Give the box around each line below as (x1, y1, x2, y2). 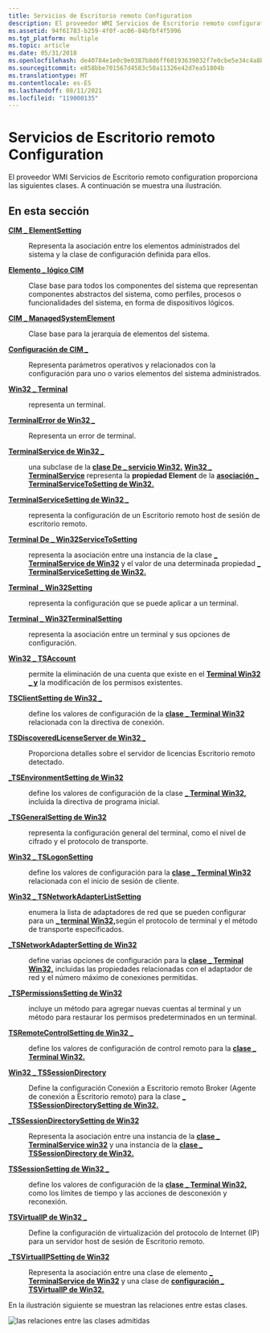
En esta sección (8, 204, 90, 218)
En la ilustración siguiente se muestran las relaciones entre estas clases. (8, 1300, 247, 1310)
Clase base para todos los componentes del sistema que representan (28, 281, 259, 290)
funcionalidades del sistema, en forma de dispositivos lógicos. (28, 298, 235, 307)
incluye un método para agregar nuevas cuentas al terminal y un (28, 1004, 242, 1013)
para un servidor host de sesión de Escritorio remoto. (28, 1237, 205, 1246)
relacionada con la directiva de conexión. (28, 717, 165, 727)
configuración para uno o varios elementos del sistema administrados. (28, 369, 261, 378)
